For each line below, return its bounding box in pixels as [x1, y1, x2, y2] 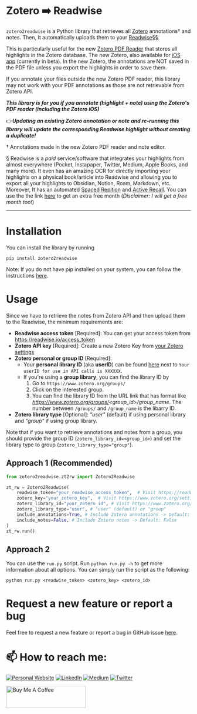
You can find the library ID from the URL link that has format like [32, 392, 186, 399]
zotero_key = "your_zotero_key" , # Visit [16, 495, 117, 501]
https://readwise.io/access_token [14, 336, 96, 343]
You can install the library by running [6, 244, 95, 251]
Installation [6, 225, 62, 238]
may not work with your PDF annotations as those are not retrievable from [6, 81, 185, 88]
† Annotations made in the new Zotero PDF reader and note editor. [6, 143, 166, 150]
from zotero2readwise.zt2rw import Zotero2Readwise [6, 473, 135, 479]
